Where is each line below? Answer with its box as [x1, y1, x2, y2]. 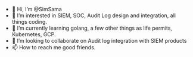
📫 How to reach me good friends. [11, 44, 96, 50]
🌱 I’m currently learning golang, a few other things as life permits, [11, 24, 173, 31]
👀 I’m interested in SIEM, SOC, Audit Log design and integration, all [11, 12, 176, 19]
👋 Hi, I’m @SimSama [11, 6, 63, 12]
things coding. [11, 18, 48, 25]
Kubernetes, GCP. [11, 31, 56, 38]
